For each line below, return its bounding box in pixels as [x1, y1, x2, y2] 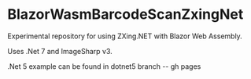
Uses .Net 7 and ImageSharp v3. [7, 46, 113, 56]
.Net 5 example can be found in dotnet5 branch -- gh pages [7, 61, 201, 71]
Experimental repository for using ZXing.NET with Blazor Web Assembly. [7, 31, 243, 41]
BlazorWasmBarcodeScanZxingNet [7, 5, 244, 23]
